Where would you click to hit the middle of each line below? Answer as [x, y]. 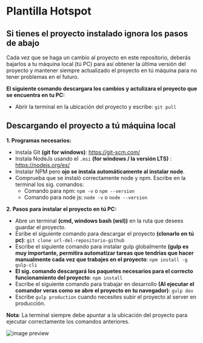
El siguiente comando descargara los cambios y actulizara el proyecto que [102, 88]
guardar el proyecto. [41, 227]
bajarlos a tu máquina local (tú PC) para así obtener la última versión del [96, 64]
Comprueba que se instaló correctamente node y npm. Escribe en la [100, 178]
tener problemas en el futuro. [43, 77]
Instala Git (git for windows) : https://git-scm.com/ [78, 152]
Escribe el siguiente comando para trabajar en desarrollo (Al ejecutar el [105, 284]
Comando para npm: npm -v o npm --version [79, 191]
